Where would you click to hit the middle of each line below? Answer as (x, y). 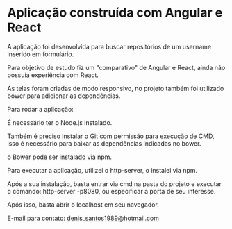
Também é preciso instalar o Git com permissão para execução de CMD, (111, 136)
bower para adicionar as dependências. (64, 96)
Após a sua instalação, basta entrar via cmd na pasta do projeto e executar (115, 184)
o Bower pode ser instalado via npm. (60, 157)
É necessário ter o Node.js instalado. (60, 122)
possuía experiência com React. (53, 75)
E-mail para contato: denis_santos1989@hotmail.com (83, 218)
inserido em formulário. (41, 54)
